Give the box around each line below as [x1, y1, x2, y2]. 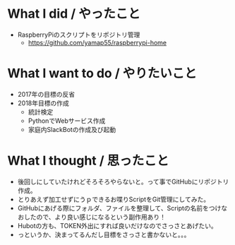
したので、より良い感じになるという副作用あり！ [23, 213, 166, 221]
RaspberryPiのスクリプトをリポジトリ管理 [17, 30, 140, 39]
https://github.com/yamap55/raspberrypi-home [28, 38, 167, 47]
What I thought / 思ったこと [7, 153, 169, 169]
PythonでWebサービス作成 [28, 116, 106, 125]
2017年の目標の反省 [17, 90, 76, 98]
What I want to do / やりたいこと [7, 66, 198, 81]
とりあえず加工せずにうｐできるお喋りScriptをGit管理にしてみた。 [17, 195, 210, 203]
